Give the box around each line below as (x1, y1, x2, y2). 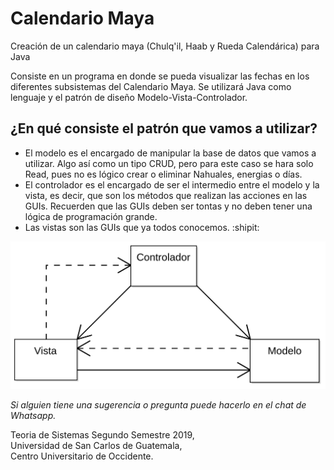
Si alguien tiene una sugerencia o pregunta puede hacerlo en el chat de (10, 399, 307, 411)
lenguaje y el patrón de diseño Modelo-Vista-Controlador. (10, 91, 248, 103)
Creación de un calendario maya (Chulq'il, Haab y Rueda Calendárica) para (10, 40, 320, 52)
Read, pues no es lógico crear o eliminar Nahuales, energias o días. (24, 168, 303, 180)
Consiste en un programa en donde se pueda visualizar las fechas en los (10, 70, 310, 82)
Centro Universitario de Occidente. (10, 450, 154, 462)
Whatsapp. (10, 410, 57, 422)
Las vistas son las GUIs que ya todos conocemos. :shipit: (24, 221, 260, 233)
